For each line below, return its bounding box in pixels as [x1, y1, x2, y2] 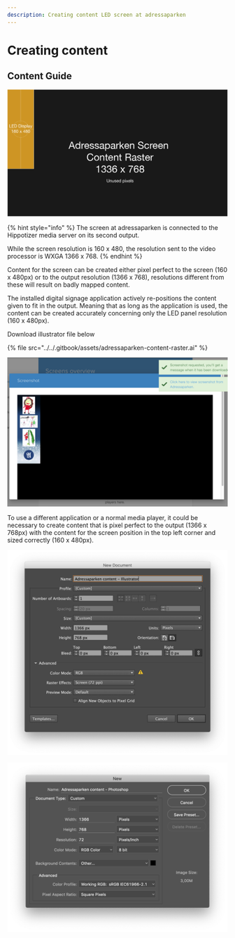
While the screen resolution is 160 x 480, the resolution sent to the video [7, 244, 216, 252]
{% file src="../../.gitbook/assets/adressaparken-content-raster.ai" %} [7, 344, 208, 352]
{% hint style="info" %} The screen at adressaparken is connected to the [7, 223, 218, 231]
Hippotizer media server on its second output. [7, 231, 140, 239]
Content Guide [7, 70, 72, 82]
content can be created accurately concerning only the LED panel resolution [7, 308, 227, 317]
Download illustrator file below [7, 329, 95, 338]
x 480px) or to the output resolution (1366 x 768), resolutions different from [7, 273, 225, 281]
